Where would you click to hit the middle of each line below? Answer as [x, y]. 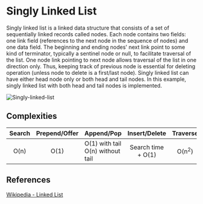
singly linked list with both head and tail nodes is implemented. [84, 85]
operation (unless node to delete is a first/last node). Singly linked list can [98, 72]
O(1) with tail [103, 143]
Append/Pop [103, 133]
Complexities [32, 116]
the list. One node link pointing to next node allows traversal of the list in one [101, 60]
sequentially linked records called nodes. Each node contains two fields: [96, 34]
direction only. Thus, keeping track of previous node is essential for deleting [101, 66]
